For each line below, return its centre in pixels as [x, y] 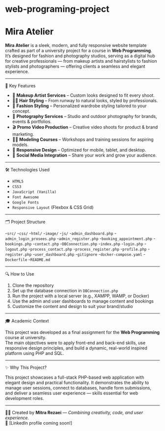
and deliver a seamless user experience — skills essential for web [72, 393]
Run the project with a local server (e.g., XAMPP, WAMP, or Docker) [81, 296]
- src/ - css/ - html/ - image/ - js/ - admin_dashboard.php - [61, 234]
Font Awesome [26, 197]
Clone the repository [33, 285]
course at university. [26, 338]
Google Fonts [26, 203]
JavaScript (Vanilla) [34, 192]
